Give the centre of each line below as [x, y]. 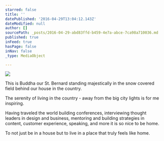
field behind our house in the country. [43, 89]
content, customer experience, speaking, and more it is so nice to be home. [82, 124]
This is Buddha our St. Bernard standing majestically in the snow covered [80, 83]
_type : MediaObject [25, 56]
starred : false [21, 10]
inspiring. [15, 103]
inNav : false [19, 51]
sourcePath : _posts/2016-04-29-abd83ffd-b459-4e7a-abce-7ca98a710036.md [82, 33]
